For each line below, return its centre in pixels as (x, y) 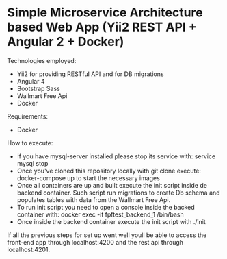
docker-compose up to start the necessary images (89, 178)
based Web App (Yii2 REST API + (102, 27)
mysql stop (32, 163)
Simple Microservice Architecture (105, 13)
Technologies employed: (42, 60)
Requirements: (27, 116)
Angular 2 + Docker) (66, 42)
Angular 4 (31, 81)
